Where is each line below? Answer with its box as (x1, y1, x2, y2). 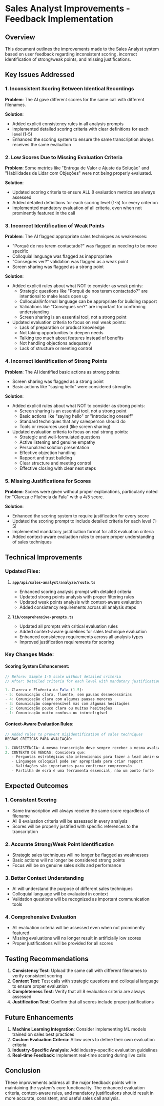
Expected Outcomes (5, 782, 68, 790)
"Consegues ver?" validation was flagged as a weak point (12, 259, 128, 265)
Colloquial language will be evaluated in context (12, 891, 108, 897)
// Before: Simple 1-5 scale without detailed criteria (5, 674, 121, 679)
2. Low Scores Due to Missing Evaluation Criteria (5, 154, 123, 161)
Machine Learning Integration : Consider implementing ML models (12, 1026, 146, 1032)
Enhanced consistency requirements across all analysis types (19, 634, 143, 640)
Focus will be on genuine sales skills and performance (12, 862, 122, 868)
